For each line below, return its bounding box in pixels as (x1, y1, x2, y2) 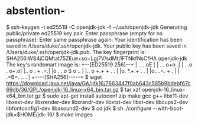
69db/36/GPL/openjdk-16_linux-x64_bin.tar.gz (6, 86, 119, 93)
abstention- (6, 4, 66, 18)
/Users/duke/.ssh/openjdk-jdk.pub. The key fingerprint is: (6, 48, 147, 55)
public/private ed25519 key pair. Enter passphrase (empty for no (6, 29, 163, 36)
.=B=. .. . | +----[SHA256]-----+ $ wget (6, 73, 102, 81)
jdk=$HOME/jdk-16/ (6, 110, 54, 118)
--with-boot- (152, 105, 184, 112)
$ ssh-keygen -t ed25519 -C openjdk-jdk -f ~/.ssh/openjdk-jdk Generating (6, 24, 187, 31)
